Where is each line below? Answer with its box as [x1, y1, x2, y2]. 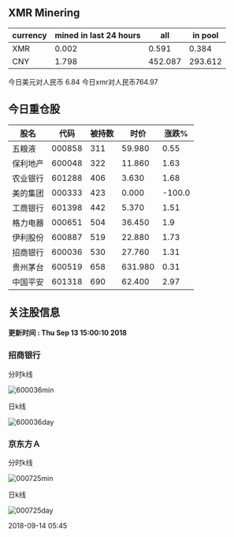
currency [12, 29, 47, 40]
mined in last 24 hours [54, 29, 141, 40]
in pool [192, 29, 219, 40]
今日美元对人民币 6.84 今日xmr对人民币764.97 [8, 77, 158, 86]
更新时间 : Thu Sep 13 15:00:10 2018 [8, 328, 128, 338]
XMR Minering [8, 6, 80, 20]
